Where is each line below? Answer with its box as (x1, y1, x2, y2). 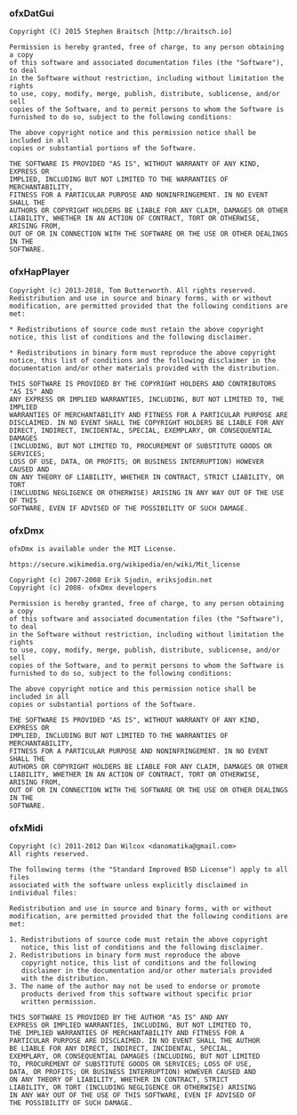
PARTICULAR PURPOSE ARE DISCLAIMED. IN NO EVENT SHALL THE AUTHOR (9, 1037, 261, 1046)
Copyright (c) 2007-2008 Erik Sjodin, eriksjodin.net (9, 575, 213, 584)
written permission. (20, 998, 98, 1007)
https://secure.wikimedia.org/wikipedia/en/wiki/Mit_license (9, 559, 241, 569)
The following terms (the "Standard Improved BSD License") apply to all (9, 865, 289, 874)
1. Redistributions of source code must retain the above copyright (9, 935, 269, 944)
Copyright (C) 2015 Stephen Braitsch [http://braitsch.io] (9, 28, 233, 36)
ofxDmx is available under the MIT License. (9, 544, 177, 553)
